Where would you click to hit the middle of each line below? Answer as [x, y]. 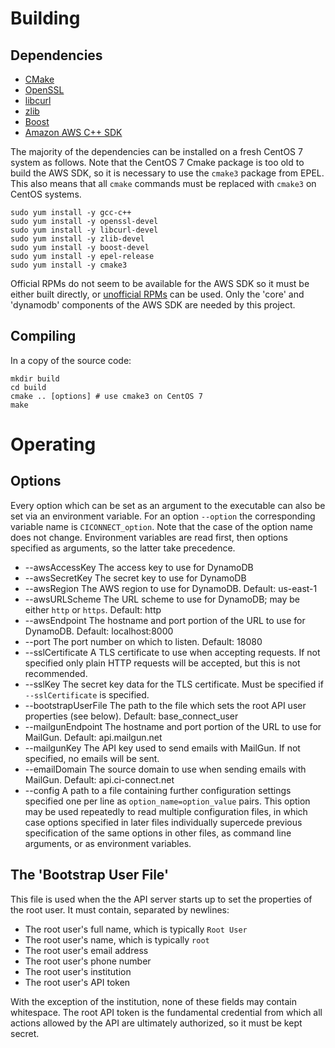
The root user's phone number [88, 961]
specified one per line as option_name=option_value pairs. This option [167, 801]
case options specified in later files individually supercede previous [163, 822]
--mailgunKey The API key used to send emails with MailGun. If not [162, 748]
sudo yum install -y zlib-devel [77, 239]
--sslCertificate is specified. [87, 694]
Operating [53, 444]
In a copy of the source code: [71, 360]
